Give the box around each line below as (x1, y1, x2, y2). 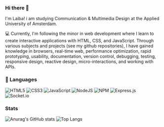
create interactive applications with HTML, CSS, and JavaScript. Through (5, 38, 154, 44)
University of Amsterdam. (5, 21, 57, 27)
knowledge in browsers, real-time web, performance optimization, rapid (5, 48, 152, 54)
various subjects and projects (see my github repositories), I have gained (5, 43, 154, 49)
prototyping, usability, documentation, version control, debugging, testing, (5, 54, 157, 60)
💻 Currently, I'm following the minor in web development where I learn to (5, 31, 154, 36)
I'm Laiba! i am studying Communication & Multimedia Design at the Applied (5, 16, 160, 22)
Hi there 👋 (5, 4, 30, 11)
